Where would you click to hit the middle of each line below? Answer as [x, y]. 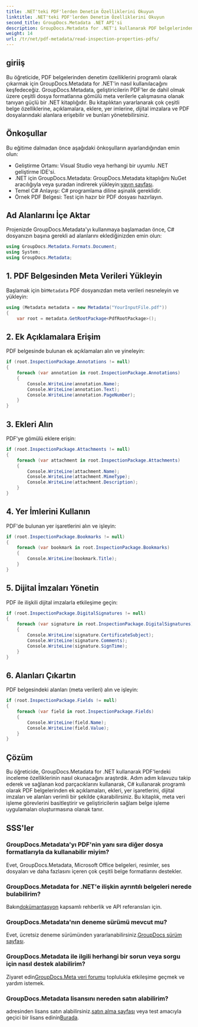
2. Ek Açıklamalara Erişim [54, 337]
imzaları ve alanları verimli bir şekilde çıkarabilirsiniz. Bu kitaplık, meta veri [96, 797]
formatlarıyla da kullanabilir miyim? [58, 852]
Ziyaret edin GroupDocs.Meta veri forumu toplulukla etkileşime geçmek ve [95, 977]
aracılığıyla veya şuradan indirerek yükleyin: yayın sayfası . [84, 184]
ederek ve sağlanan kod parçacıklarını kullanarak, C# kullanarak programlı [96, 784]
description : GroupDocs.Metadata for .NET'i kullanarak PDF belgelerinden [100, 28]
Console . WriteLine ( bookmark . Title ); [72, 559]
